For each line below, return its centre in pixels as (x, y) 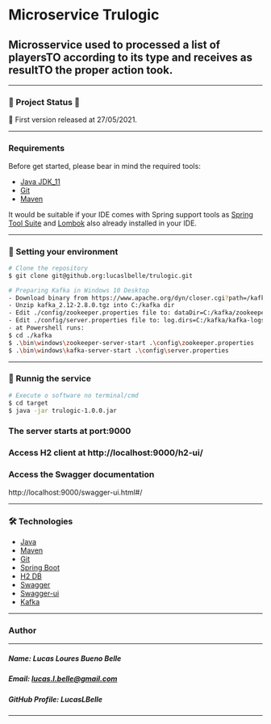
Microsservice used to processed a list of (114, 45)
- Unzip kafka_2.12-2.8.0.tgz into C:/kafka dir (92, 305)
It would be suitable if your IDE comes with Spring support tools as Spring (131, 214)
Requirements (37, 149)
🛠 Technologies (41, 521)
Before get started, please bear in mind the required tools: (105, 166)
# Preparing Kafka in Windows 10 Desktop (79, 290)
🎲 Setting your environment (63, 251)
